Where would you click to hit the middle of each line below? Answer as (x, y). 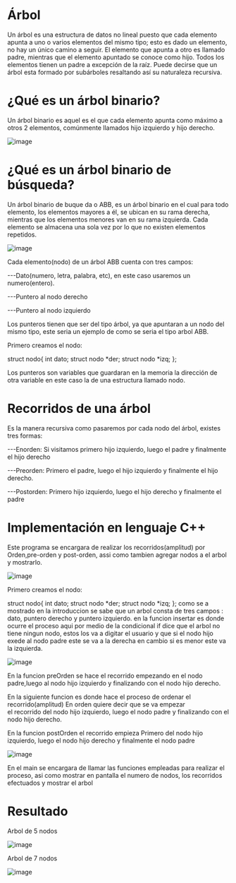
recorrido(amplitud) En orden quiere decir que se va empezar (96, 704)
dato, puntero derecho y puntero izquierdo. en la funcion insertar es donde (116, 618)
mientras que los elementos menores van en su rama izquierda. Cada (108, 220)
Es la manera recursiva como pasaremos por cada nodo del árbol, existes (114, 428)
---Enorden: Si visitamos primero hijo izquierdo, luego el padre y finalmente (117, 449)
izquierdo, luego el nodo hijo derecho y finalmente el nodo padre (101, 740)
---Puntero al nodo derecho (48, 296)
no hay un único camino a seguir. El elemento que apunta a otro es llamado (116, 49)
